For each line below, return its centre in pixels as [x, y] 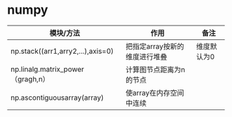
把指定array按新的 [155, 46]
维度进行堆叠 [146, 56]
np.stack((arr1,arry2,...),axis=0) [62, 51]
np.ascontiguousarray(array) [57, 97]
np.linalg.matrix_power [47, 69]
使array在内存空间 [155, 93]
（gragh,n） [30, 79]
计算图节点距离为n [155, 70]
